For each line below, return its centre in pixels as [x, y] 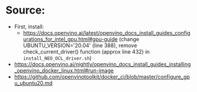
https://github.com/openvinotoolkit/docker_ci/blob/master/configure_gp [102, 77]
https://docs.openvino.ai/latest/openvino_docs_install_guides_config [107, 32]
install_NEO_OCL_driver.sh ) [57, 58]
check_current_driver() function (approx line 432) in [86, 51]
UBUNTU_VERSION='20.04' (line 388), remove [80, 45]
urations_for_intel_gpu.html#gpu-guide [70, 39]
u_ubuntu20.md [33, 83]
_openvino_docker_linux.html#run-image [64, 70]
